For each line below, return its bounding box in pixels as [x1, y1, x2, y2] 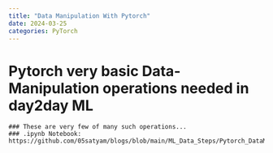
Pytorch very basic [8, 62, 140, 80]
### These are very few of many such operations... [8, 123, 187, 131]
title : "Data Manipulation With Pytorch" [8, 11, 151, 20]
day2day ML [8, 96, 93, 114]
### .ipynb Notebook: [8, 130, 82, 138]
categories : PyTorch [8, 27, 79, 35]
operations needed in [102, 79, 249, 97]
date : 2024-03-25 [8, 19, 67, 28]
